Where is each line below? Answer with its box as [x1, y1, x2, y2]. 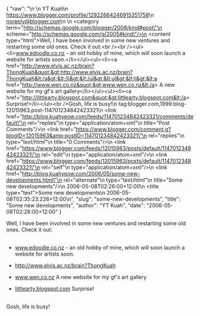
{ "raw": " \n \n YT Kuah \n [6, 5, 69, 12]
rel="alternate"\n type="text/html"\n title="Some [63, 176, 183, 183]
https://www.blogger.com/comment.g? [75, 125, 171, 133]
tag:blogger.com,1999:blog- [118, 100, 187, 107]
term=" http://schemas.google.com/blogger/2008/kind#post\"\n [6, 24, 162, 31]
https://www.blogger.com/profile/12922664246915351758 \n [6, 11, 154, 19]
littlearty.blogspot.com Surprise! [14, 285, 94, 292]
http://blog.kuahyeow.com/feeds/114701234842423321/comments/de [21, 113, 194, 120]
